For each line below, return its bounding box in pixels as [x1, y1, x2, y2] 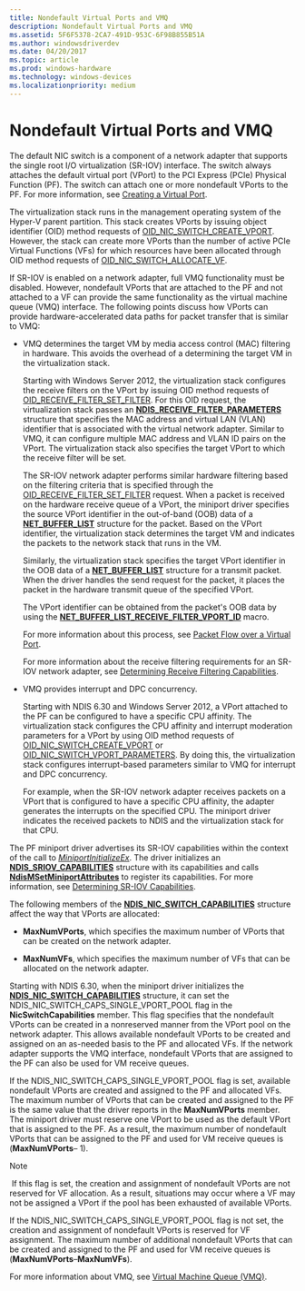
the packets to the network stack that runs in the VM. [22, 537, 222, 548]
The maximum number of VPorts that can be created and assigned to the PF [9, 1094, 295, 1105]
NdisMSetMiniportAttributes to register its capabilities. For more [9, 871, 254, 882]
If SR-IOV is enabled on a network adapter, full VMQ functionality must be [9, 272, 285, 283]
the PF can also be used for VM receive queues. [9, 1058, 190, 1068]
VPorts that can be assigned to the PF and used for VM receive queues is [9, 1133, 284, 1144]
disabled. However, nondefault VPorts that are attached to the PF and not [9, 282, 283, 293]
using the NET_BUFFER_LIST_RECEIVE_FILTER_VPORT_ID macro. [22, 611, 270, 622]
